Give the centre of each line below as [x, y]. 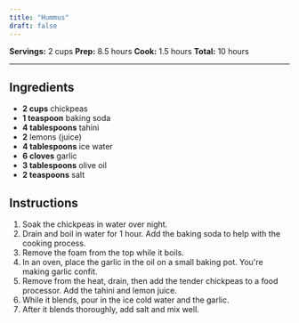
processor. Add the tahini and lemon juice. [100, 291]
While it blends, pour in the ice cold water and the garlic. [125, 300]
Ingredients [42, 87]
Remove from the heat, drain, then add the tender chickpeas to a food [150, 281]
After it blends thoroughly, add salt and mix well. [111, 310]
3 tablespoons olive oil [64, 166]
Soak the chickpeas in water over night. [95, 224]
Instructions [44, 202]
